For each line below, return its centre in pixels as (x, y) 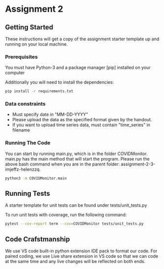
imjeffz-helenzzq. (23, 169)
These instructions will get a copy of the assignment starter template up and (82, 39)
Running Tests (27, 194)
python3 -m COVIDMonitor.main (36, 178)
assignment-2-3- (138, 164)
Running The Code (28, 143)
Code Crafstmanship (38, 239)
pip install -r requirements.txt (39, 91)
